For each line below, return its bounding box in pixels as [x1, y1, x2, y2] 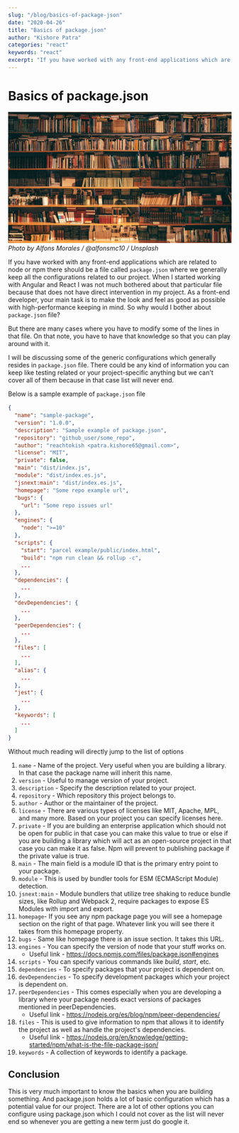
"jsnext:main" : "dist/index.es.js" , [14, 479, 123, 486]
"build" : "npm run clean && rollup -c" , [21, 554, 142, 562]
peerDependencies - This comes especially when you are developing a [18, 987, 222, 996]
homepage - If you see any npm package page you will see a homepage [18, 912, 223, 920]
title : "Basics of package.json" [8, 26, 107, 33]
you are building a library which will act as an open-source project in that [18, 836, 232, 845]
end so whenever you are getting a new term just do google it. [8, 1117, 190, 1126]
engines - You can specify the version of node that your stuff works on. [18, 942, 226, 950]
